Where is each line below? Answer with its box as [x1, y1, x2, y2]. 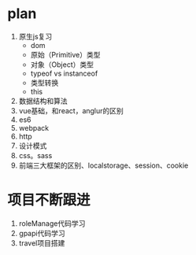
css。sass [18, 150, 53, 160]
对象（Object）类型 [30, 60, 94, 69]
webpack [18, 123, 49, 132]
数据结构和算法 [18, 96, 68, 105]
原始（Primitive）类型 [30, 50, 101, 59]
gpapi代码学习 [18, 228, 65, 238]
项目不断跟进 [7, 191, 91, 209]
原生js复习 [18, 31, 53, 41]
